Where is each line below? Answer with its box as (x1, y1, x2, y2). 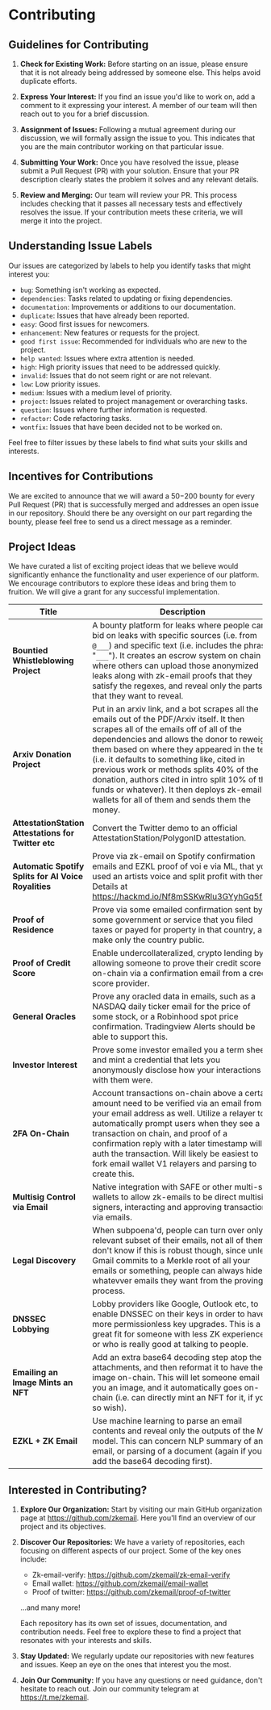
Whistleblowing (12, 655, 74, 666)
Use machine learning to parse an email (92, 1416, 243, 1427)
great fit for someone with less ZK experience (92, 1328, 265, 1340)
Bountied (12, 645, 48, 657)
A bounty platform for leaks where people (92, 619, 250, 631)
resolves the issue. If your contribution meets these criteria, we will (19, 207, 244, 217)
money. (92, 804, 121, 815)
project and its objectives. (19, 1522, 106, 1532)
